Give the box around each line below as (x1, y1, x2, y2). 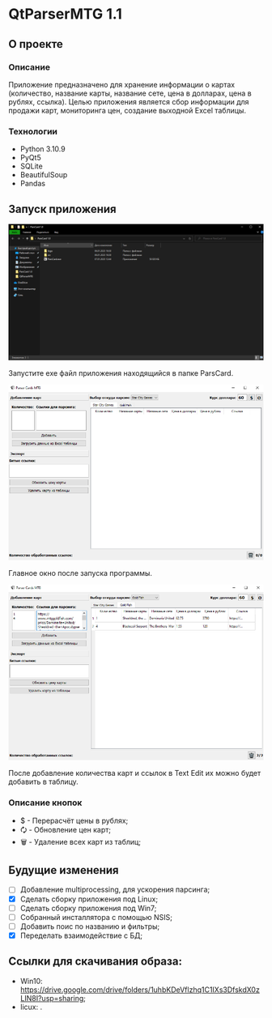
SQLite (19, 161, 43, 171)
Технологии (8, 126, 58, 137)
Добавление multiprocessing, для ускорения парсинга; (19, 884, 210, 895)
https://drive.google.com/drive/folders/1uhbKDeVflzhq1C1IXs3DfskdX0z (19, 985, 261, 995)
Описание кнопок (8, 797, 83, 808)
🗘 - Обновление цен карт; (19, 824, 112, 834)
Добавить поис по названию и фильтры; (19, 921, 160, 931)
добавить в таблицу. (8, 777, 79, 786)
